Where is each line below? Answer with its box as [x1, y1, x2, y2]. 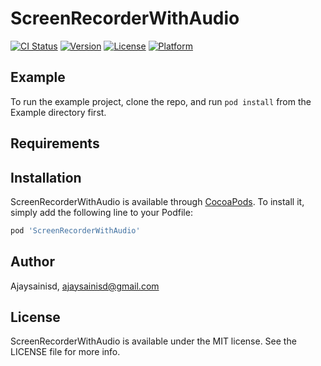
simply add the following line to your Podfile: [10, 206, 193, 218]
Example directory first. [10, 106, 107, 118]
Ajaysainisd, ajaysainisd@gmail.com [10, 280, 160, 292]
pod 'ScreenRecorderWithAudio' [10, 225, 141, 236]
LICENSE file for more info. [10, 346, 121, 358]
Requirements [10, 135, 100, 152]
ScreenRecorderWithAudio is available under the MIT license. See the [10, 335, 297, 347]
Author [10, 253, 55, 271]
